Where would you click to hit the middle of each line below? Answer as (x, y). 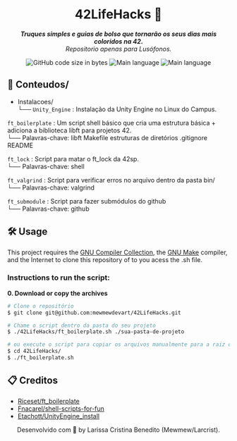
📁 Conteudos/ (38, 85)
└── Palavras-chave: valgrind (51, 187)
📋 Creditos (33, 381)
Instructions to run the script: (59, 278)
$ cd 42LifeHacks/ (34, 352)
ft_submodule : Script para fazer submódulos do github (87, 201)
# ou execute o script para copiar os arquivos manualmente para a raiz (116, 344)
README (20, 145)
